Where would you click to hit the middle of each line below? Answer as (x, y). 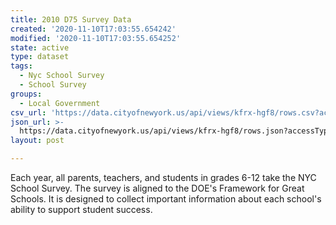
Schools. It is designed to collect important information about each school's (166, 199)
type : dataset (40, 57)
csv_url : (28, 112)
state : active (40, 47)
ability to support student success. (81, 209)
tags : (21, 66)
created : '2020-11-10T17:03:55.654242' (93, 29)
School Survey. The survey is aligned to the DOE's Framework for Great (157, 188)
